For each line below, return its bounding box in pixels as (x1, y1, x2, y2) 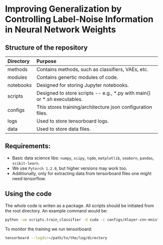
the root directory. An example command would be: (5, 208, 108, 213)
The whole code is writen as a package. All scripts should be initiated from (5, 203, 154, 209)
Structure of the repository (5, 43, 88, 52)
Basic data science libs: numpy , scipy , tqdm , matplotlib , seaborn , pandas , (12, 155, 154, 161)
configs (7, 107, 25, 113)
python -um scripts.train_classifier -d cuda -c (5, 217, 105, 222)
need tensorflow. (12, 175, 46, 181)
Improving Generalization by (5, 3, 122, 15)
